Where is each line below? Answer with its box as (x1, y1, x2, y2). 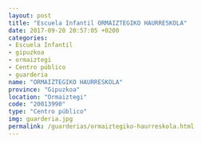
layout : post (8, 11, 52, 20)
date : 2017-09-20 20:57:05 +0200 (8, 26, 120, 34)
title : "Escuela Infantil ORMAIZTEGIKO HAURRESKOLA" (8, 19, 188, 27)
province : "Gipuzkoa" (8, 85, 81, 94)
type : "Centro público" (8, 108, 88, 116)
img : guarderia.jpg (8, 115, 73, 123)
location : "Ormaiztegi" (8, 93, 88, 101)
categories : (8, 33, 48, 42)
